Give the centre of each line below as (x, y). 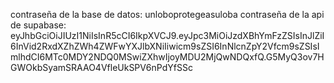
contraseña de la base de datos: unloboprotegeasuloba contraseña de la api (167, 14)
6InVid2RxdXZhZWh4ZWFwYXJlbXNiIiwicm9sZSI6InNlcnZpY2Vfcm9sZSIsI (165, 46)
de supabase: (38, 25)
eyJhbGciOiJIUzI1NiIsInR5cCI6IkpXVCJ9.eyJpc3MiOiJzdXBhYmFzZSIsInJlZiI (167, 35)
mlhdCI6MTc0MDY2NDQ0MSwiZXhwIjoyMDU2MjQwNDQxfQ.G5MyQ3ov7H (167, 57)
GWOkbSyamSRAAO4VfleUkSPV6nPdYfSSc (101, 67)
